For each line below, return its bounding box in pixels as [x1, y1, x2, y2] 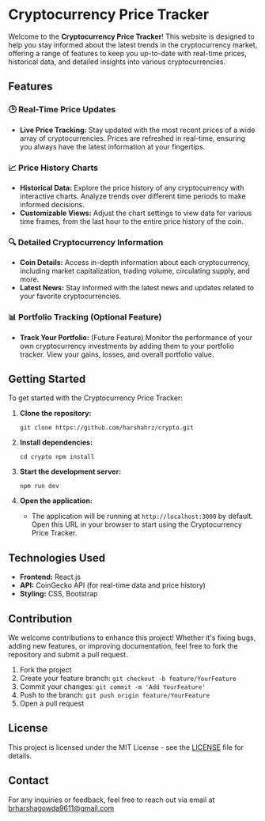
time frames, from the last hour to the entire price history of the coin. [19, 216, 244, 226]
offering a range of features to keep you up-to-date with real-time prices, [8, 48, 247, 58]
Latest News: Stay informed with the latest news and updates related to [19, 283, 255, 293]
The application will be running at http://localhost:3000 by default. [31, 512, 253, 521]
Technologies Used [8, 551, 105, 565]
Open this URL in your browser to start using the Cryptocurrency [31, 520, 243, 529]
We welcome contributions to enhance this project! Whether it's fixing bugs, [8, 633, 256, 642]
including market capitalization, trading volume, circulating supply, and [19, 267, 251, 276]
